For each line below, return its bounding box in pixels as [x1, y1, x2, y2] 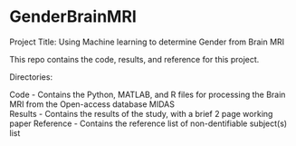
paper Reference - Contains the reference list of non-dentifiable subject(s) [9, 118, 288, 129]
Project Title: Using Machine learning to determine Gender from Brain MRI [9, 36, 285, 47]
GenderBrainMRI [9, 6, 138, 27]
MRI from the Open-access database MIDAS [9, 98, 175, 110]
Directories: [9, 71, 53, 83]
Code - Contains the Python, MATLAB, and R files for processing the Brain [9, 89, 286, 100]
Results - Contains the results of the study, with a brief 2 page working [9, 108, 273, 119]
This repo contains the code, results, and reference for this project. [9, 54, 260, 64]
